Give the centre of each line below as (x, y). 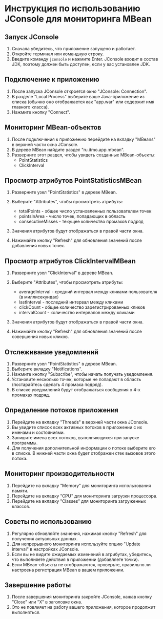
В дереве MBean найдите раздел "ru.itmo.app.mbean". (68, 149)
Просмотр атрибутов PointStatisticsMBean (73, 181)
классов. (21, 506)
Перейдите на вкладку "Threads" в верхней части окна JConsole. (80, 422)
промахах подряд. (31, 395)
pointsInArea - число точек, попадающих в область (72, 216)
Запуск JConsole (32, 37)
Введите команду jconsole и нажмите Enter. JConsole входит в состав (85, 59)
